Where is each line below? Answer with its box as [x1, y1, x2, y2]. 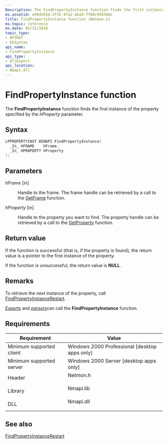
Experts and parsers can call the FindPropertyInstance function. [5, 305, 138, 311]
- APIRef [5, 35, 23, 40]
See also [5, 419, 32, 428]
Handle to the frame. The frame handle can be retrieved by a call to [17, 189, 156, 195]
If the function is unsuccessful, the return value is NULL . [5, 262, 121, 268]
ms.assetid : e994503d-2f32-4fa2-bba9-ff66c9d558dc [5, 12, 113, 17]
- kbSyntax [5, 40, 28, 45]
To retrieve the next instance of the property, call [5, 290, 106, 296]
